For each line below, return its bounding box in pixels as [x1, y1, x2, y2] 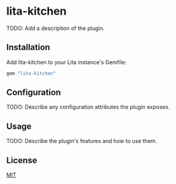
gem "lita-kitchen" [6, 70, 56, 76]
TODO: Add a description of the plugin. [6, 24, 105, 32]
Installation [6, 42, 50, 53]
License [6, 155, 37, 166]
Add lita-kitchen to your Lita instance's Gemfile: [6, 58, 127, 65]
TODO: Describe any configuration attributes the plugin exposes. [6, 103, 170, 111]
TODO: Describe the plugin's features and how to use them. [6, 138, 158, 145]
